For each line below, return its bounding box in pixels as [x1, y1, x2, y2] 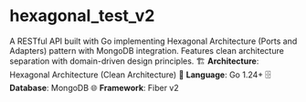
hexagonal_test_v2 [9, 5, 155, 26]
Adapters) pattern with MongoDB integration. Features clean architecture [9, 45, 285, 56]
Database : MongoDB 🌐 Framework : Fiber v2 [9, 82, 180, 93]
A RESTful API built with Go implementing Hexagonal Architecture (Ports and [9, 36, 298, 46]
